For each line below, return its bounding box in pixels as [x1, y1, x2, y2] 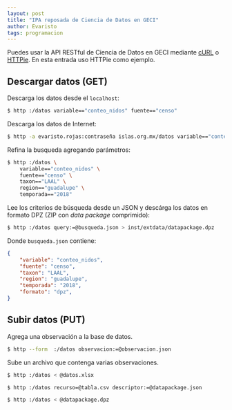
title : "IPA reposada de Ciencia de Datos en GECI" [7, 17, 159, 23]
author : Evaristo [7, 23, 57, 30]
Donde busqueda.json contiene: [7, 236, 97, 245]
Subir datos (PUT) [7, 314, 86, 326]
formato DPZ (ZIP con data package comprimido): [7, 211, 151, 219]
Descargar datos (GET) [7, 75, 108, 87]
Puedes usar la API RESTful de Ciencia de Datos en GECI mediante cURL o [7, 48, 220, 57]
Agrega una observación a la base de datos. [7, 332, 133, 340]
